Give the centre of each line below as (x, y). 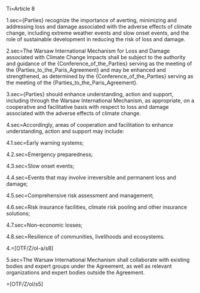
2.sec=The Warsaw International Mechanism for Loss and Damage (88, 51)
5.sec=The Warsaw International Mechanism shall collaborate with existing (98, 260)
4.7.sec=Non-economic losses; (44, 225)
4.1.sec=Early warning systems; (45, 143)
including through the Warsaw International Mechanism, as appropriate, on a (100, 100)
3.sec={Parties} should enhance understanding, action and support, (90, 94)
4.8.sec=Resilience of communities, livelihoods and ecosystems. (86, 236)
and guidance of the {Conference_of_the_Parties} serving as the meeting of (99, 63)
